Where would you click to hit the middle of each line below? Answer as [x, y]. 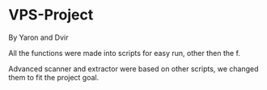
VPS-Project [51, 15]
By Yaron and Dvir [38, 37]
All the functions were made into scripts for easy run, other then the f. [125, 53]
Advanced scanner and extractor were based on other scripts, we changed [133, 69]
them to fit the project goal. [54, 77]
